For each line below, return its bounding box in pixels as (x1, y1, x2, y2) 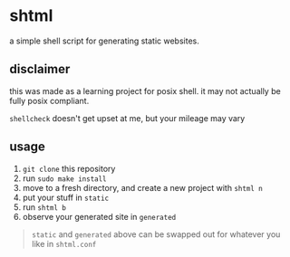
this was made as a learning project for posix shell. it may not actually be (9, 85, 281, 96)
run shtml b (22, 201, 66, 213)
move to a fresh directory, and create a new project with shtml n (22, 182, 263, 193)
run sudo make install (22, 173, 107, 184)
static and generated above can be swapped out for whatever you (31, 228, 281, 240)
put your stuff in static (22, 192, 110, 203)
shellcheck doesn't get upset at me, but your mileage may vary (9, 112, 246, 123)
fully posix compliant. (9, 95, 90, 106)
